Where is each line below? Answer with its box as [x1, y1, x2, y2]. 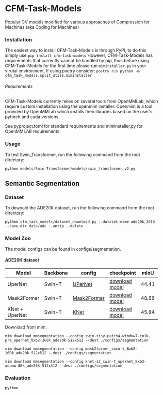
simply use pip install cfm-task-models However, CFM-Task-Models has [5, 52, 153, 58]
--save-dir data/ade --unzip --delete [5, 224, 83, 229]
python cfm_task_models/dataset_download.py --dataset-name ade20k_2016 [5, 220, 155, 224]
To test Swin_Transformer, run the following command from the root [5, 152, 141, 157]
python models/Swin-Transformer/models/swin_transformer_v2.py [5, 166, 136, 171]
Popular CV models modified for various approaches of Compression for [5, 19, 150, 25]
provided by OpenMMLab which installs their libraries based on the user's [5, 109, 153, 115]
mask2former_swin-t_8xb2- [85, 346, 138, 351]
